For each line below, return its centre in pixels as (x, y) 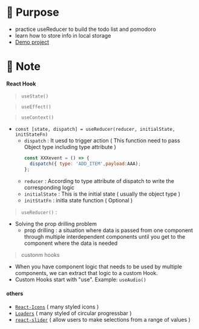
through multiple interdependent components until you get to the (105, 236)
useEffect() (36, 107)
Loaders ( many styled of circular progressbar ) (73, 313)
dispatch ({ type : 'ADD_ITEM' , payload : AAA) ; (85, 164)
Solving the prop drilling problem (56, 224)
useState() (35, 96)
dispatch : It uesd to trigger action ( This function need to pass (102, 141)
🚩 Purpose (33, 12)
